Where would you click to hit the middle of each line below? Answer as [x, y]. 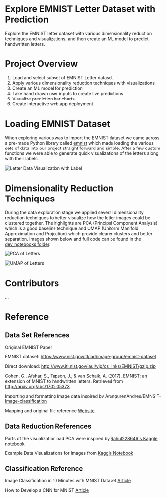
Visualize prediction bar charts [44, 99]
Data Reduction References [48, 426]
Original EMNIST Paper [29, 347]
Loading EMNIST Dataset [58, 124]
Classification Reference [44, 469]
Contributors [32, 283]
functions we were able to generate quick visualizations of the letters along [82, 153]
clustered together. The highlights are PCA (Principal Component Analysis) [81, 223]
